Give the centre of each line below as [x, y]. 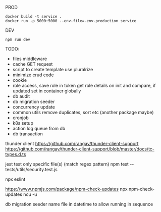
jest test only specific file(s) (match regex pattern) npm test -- [70, 164]
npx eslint [15, 179]
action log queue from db [39, 128]
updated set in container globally [47, 91]
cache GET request [33, 64]
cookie [19, 80]
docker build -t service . [34, 17]
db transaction [28, 134]
